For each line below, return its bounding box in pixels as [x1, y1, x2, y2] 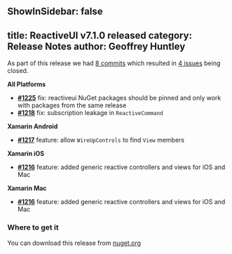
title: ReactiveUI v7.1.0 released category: [7, 29, 193, 41]
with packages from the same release [17, 101, 127, 109]
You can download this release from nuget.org [7, 239, 142, 247]
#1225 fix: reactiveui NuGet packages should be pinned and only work [17, 94, 221, 102]
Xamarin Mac [7, 184, 47, 192]
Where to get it [7, 222, 59, 232]
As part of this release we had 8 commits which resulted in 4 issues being [7, 59, 221, 67]
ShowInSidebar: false [7, 6, 103, 18]
